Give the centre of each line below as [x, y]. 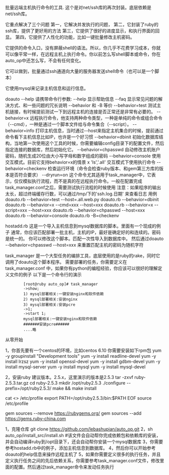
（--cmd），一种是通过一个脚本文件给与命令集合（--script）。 [68, 124]
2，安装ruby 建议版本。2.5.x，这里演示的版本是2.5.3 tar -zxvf [69, 377]
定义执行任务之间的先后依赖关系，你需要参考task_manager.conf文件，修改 [82, 461]
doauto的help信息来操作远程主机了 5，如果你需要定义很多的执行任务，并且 [83, 454]
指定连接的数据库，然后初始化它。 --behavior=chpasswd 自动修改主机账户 [83, 150]
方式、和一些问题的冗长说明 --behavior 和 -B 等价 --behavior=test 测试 [83, 105]
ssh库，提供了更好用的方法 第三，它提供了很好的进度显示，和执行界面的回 [82, 31]
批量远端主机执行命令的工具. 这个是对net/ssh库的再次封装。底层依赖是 [78, 7]
